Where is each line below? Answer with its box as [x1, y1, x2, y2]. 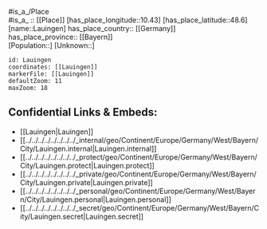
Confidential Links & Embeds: [8, 105, 158, 119]
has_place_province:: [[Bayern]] [8, 32, 113, 41]
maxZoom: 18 [8, 84, 48, 92]
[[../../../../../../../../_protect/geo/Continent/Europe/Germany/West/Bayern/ [19, 152, 257, 162]
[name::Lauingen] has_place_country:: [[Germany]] [8, 24, 176, 33]
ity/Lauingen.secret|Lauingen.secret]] [19, 211, 144, 221]
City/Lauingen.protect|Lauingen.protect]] [19, 160, 155, 170]
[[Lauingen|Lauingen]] [19, 127, 94, 136]
